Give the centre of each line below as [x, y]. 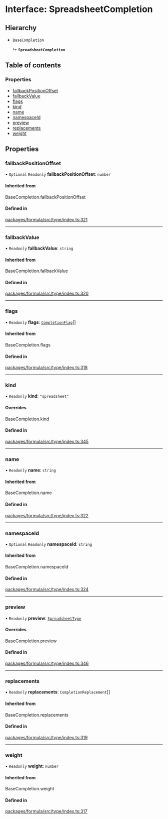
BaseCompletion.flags [28, 344]
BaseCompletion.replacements [37, 715]
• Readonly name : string [30, 470]
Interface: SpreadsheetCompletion [79, 9]
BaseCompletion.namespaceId [37, 567]
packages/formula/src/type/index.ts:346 [47, 663]
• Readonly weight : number [32, 766]
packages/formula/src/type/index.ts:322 [47, 515]
